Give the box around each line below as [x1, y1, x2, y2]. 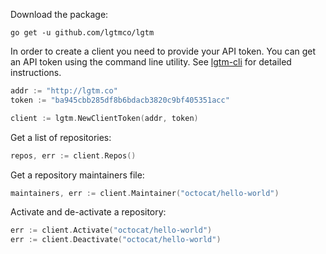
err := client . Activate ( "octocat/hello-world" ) [10, 225, 213, 236]
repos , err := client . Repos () [10, 150, 137, 161]
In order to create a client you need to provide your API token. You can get [10, 45, 317, 57]
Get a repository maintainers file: [10, 169, 145, 181]
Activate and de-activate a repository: [10, 206, 167, 218]
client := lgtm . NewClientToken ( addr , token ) [10, 113, 199, 123]
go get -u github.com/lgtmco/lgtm [10, 28, 155, 38]
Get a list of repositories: [10, 131, 112, 143]
